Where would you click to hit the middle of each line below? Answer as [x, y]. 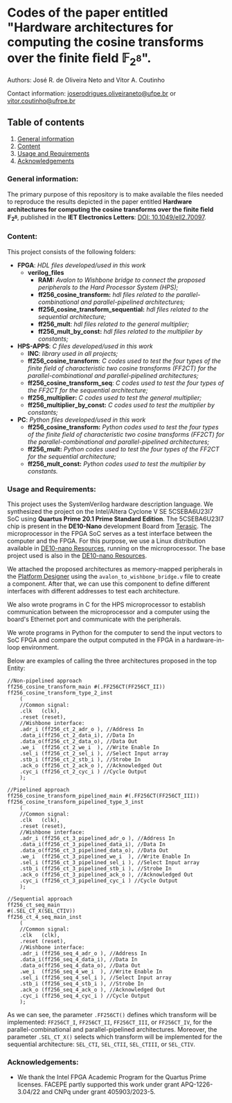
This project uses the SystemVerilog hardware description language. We [110, 504]
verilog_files [46, 272]
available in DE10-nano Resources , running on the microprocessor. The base [116, 548]
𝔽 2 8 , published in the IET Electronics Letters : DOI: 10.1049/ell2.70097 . [107, 218]
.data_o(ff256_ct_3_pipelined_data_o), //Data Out [94, 851]
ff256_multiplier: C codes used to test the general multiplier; [115, 397]
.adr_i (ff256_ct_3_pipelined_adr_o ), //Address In [97, 839]
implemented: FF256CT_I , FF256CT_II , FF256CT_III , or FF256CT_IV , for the [110, 1022]
